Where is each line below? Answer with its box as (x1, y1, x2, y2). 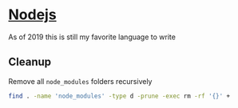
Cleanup (8, 55, 52, 69)
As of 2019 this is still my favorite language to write (8, 32, 176, 42)
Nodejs (8, 6, 58, 24)
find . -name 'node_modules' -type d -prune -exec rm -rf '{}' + (8, 92, 230, 100)
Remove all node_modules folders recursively (8, 76, 153, 86)
